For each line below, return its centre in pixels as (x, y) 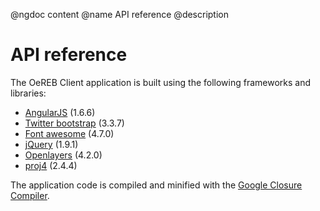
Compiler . (30, 195)
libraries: (28, 93)
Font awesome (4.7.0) (69, 133)
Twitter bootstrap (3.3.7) (74, 123)
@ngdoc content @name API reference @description (120, 14)
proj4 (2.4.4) (51, 165)
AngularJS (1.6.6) (60, 112)
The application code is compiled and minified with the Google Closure (156, 185)
